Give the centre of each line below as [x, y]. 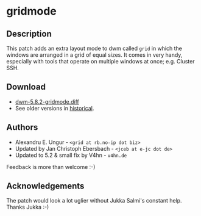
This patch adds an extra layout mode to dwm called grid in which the [94, 48]
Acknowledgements [45, 186]
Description [29, 34]
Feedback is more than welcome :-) [51, 167]
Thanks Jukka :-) [28, 207]
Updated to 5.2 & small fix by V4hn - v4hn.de [71, 155]
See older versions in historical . [55, 108]
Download [26, 87]
